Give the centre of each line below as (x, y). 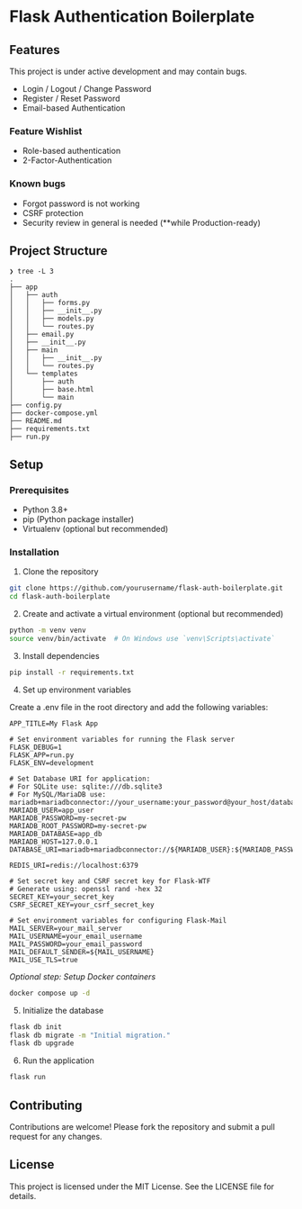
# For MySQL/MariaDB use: (58, 794)
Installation (35, 553)
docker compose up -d (50, 993)
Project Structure (58, 251)
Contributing (46, 1105)
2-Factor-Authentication (67, 160)
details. (23, 1195)
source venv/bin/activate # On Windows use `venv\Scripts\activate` (142, 639)
